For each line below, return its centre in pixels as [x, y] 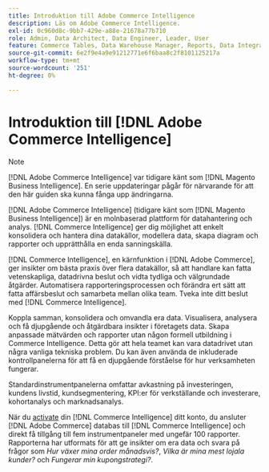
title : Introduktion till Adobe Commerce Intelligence [102, 16]
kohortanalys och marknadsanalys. [66, 401]
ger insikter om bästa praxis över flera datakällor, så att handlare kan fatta [130, 268]
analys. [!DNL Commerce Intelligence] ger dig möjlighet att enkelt [116, 226]
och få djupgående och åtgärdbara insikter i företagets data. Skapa [119, 326]
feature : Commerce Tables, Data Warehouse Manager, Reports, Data [121, 46]
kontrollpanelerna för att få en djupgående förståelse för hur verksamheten [132, 360]
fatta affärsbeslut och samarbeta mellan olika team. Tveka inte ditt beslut [128, 293]
